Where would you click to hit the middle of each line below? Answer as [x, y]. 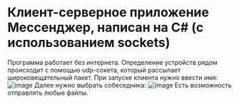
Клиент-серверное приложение [108, 12]
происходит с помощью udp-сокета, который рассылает [94, 70]
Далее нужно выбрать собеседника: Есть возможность [133, 85]
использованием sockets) [89, 43]
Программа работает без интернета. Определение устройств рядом [112, 62]
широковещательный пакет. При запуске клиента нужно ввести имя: [113, 77]
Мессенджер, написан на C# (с [106, 27]
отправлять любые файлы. [48, 93]
